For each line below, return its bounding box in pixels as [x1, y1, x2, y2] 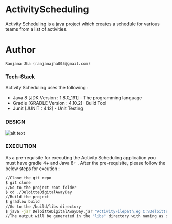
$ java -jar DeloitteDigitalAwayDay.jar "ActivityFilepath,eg [5, 209, 141, 214]
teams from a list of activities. [5, 26, 68, 32]
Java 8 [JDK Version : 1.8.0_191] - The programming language [12, 95, 142, 101]
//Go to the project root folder [5, 185, 77, 190]
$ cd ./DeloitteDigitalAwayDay [5, 190, 72, 195]
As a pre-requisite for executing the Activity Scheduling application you [5, 154, 156, 160]
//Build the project [5, 194, 50, 200]
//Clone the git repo [5, 175, 52, 180]
